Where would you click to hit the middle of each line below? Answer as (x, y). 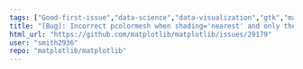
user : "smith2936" (44, 43)
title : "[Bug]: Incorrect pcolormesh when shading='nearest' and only (145, 26)
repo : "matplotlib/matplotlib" (68, 51)
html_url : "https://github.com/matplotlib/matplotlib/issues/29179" (141, 34)
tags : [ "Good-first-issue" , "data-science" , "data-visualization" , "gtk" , (147, 17)
